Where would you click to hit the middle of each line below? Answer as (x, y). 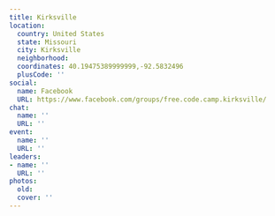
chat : (19, 108)
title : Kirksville (43, 17)
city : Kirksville (49, 50)
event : (21, 132)
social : (23, 83)
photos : (23, 182)
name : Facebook (45, 91)
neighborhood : (43, 58)
